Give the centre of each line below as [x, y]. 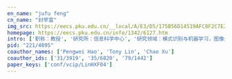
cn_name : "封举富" [32, 20]
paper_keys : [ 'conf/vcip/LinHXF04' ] [60, 65]
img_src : [20, 26]
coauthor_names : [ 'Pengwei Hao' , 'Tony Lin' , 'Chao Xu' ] [91, 52]
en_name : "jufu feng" [38, 13]
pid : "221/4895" [30, 45]
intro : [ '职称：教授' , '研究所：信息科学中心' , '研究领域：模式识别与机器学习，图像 [116, 39]
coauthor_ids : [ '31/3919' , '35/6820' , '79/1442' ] [80, 58]
